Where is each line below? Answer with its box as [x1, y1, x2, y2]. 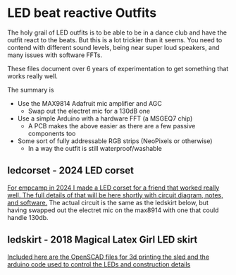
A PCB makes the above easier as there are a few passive [27, 121, 196, 130]
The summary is [7, 85, 54, 94]
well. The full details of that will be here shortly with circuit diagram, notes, [7, 190, 223, 199]
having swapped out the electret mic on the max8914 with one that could [7, 206, 219, 214]
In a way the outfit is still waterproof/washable [27, 144, 162, 152]
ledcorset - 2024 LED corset [7, 164, 134, 177]
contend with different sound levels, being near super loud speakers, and [7, 43, 220, 51]
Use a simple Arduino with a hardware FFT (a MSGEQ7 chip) [17, 114, 193, 123]
